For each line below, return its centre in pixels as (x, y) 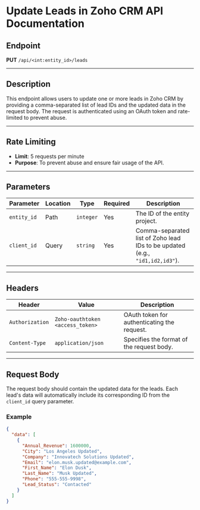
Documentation (46, 24)
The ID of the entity (162, 214)
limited (14, 117)
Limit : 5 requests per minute (49, 156)
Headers (22, 288)
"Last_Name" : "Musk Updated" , (59, 474)
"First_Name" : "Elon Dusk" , (57, 468)
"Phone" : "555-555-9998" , (54, 479)
